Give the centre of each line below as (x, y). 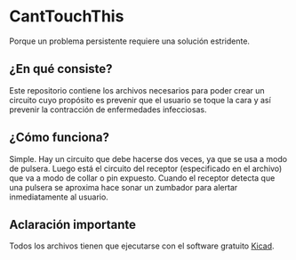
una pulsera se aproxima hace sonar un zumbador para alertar (124, 187)
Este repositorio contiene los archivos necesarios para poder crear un (137, 90)
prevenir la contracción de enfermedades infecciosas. (108, 110)
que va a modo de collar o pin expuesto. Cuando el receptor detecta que (142, 178)
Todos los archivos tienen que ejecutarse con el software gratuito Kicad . (142, 246)
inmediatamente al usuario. (59, 197)
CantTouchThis (67, 16)
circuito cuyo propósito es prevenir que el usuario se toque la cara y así (140, 100)
